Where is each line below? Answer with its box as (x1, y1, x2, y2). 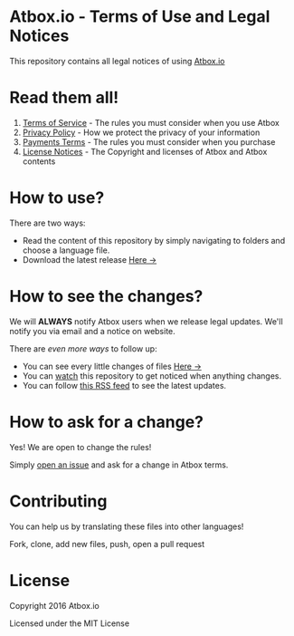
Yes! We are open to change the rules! (9, 441, 152, 452)
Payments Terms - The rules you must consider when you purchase (22, 136, 276, 147)
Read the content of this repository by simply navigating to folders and (22, 235, 286, 246)
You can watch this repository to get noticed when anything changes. (22, 370, 282, 381)
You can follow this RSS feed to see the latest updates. (22, 380, 227, 390)
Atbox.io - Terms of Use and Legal (9, 6, 270, 27)
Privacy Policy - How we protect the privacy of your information (22, 127, 261, 138)
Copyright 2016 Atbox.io (9, 600, 100, 611)
